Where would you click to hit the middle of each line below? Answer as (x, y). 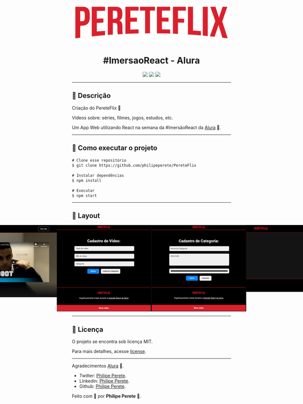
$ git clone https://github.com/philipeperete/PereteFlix (134, 165)
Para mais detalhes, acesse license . (109, 352)
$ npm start (84, 196)
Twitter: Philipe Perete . (103, 376)
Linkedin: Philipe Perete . (104, 381)
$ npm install (87, 181)
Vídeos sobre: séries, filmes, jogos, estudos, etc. (123, 118)
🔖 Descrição (91, 96)
